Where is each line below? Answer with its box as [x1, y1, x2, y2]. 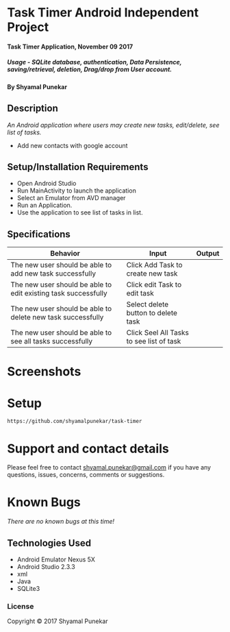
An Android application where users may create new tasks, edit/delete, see [7, 121, 220, 129]
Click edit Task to [126, 280, 182, 289]
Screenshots [7, 364, 81, 380]
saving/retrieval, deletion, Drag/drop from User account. [7, 65, 172, 73]
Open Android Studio [16, 180, 77, 188]
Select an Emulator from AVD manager [16, 194, 126, 202]
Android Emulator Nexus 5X [16, 555, 96, 563]
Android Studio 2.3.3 [16, 563, 75, 570]
